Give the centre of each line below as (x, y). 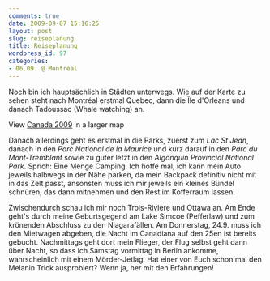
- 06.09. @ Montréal (43, 69)
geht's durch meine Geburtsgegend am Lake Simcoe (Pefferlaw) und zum (132, 216)
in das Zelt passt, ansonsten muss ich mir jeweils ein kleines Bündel (122, 183)
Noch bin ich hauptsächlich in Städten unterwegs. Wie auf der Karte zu (127, 92)
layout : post (30, 31)
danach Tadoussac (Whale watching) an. (77, 109)
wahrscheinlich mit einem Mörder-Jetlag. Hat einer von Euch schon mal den (135, 259)
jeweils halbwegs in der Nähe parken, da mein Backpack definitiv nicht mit (133, 174)
